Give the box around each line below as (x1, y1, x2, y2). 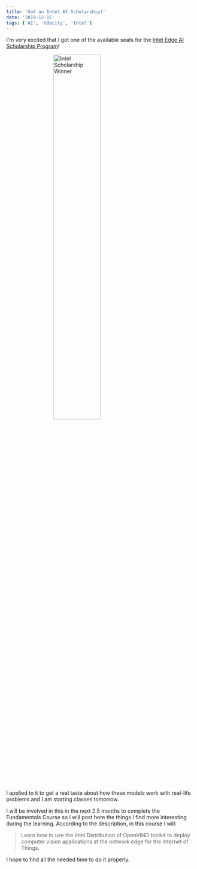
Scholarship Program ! (6, 43, 60, 50)
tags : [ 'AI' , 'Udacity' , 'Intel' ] (6, 20, 93, 26)
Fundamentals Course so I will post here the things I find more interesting (6, 814, 187, 821)
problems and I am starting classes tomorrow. (6, 796, 119, 803)
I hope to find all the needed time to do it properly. (6, 856, 130, 863)
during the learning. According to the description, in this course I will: (6, 820, 177, 827)
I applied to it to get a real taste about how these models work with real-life (6, 789, 191, 797)
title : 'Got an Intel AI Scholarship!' (6, 8, 106, 15)
